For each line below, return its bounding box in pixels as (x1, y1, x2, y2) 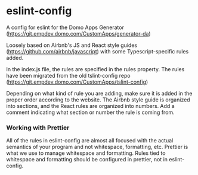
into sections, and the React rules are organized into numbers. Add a (6, 102, 175, 109)
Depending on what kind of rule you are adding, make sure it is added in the (6, 90, 193, 97)
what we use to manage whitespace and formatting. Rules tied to (6, 149, 166, 157)
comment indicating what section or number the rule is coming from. (6, 109, 175, 116)
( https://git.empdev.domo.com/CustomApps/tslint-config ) (6, 78, 148, 85)
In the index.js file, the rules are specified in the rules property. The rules (6, 65, 185, 72)
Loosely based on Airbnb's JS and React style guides (6, 42, 138, 49)
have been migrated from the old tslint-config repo (6, 72, 131, 79)
